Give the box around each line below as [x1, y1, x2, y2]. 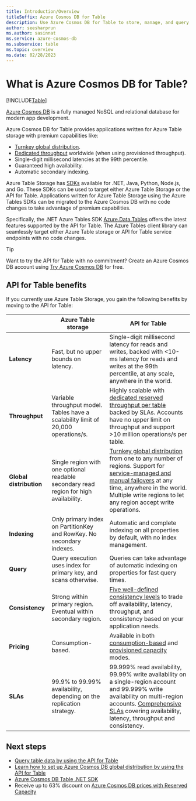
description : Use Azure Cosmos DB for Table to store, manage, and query [6, 19, 190, 25]
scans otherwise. [51, 576, 99, 584]
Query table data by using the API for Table [14, 757, 118, 764]
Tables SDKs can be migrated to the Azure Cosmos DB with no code [6, 198, 170, 205]
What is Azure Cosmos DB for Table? [6, 77, 188, 91]
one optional [51, 465, 86, 474]
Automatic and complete [109, 519, 177, 527]
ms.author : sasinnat [6, 30, 57, 36]
